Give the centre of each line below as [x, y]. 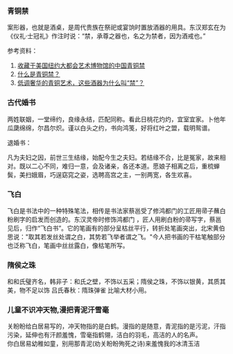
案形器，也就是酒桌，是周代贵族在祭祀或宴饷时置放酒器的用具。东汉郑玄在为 [116, 27]
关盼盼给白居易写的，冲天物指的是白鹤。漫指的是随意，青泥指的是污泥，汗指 [116, 326]
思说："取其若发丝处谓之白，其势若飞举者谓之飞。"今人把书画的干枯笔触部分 [116, 237]
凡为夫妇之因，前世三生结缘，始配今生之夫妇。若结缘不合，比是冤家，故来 [113, 157]
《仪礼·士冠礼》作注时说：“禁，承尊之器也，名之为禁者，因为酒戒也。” [106, 36]
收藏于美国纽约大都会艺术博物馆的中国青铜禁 [81, 66]
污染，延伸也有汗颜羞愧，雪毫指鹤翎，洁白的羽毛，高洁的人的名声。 [104, 335]
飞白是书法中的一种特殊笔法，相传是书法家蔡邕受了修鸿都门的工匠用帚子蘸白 [116, 210]
